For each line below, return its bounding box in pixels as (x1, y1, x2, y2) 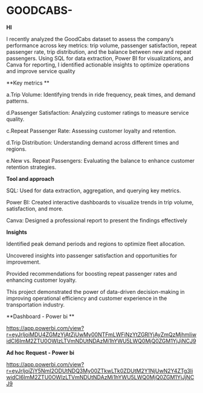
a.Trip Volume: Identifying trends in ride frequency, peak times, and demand (6, 91, 196, 98)
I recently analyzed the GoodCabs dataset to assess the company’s (6, 35, 174, 42)
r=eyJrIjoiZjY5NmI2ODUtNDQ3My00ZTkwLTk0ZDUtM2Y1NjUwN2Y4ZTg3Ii (6, 367, 193, 374)
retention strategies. (6, 163, 56, 171)
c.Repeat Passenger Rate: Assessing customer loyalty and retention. (6, 127, 177, 134)
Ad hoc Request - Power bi (6, 349, 74, 356)
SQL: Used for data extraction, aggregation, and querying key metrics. (6, 187, 181, 194)
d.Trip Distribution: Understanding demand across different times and (6, 138, 179, 146)
